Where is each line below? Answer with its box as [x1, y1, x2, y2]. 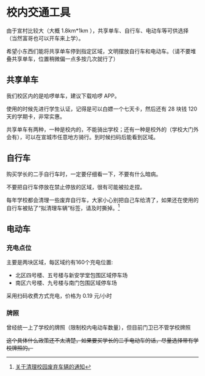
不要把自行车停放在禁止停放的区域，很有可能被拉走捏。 [6, 183, 145, 190]
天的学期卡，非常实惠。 [6, 112, 65, 120]
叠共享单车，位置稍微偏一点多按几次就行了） [6, 55, 119, 62]
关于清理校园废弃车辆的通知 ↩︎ [15, 363, 92, 371]
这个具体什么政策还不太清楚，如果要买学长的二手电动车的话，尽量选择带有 [6, 337, 193, 344]
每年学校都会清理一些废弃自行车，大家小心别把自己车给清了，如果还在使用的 [6, 196, 199, 203]
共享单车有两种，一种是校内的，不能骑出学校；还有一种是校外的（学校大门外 [6, 126, 199, 133]
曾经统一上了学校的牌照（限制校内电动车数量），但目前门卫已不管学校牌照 [6, 324, 191, 331]
